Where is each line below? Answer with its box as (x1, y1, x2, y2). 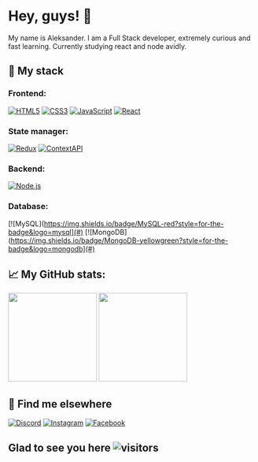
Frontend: (8, 88, 47, 99)
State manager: (8, 125, 69, 136)
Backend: (8, 163, 46, 174)
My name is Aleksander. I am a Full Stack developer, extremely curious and (8, 33, 251, 43)
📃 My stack (8, 65, 64, 78)
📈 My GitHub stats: (8, 267, 106, 281)
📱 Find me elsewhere (8, 397, 112, 411)
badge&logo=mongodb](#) (8, 244, 96, 253)
